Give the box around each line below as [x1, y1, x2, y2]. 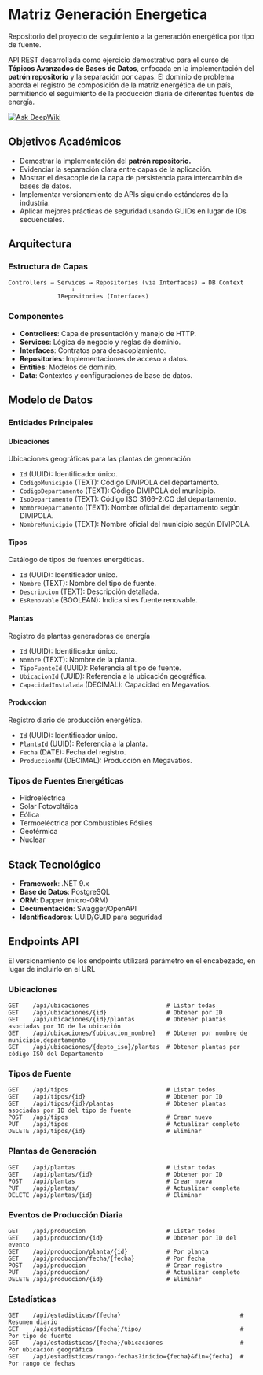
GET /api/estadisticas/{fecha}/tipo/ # [8, 1325, 244, 1333]
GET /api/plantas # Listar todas [8, 1163, 216, 1171]
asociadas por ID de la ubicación [8, 1022, 122, 1031]
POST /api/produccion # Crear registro [8, 1262, 223, 1269]
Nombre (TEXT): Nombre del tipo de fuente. [19, 579, 157, 588]
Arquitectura [8, 238, 72, 251]
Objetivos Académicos [8, 135, 122, 149]
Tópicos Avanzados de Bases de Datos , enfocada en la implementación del [8, 63, 254, 72]
